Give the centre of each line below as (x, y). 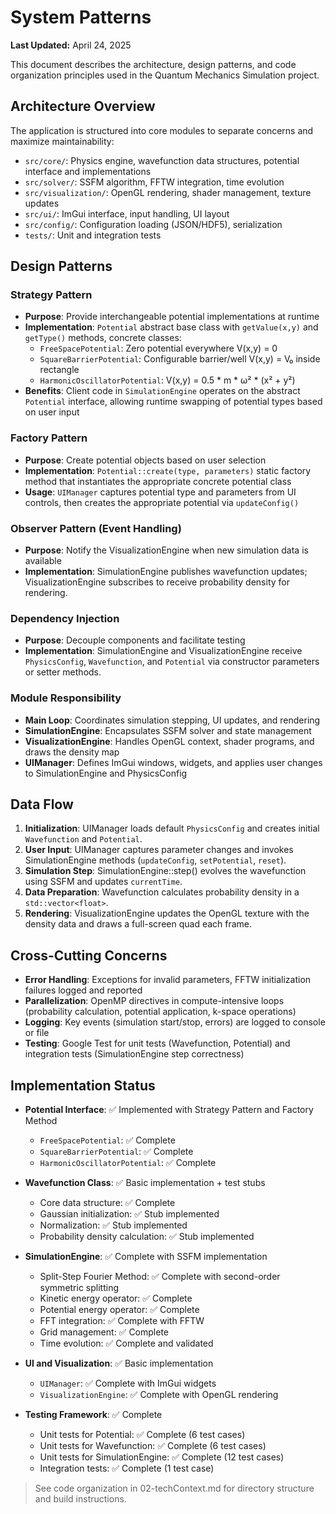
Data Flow (42, 804)
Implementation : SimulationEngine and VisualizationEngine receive (163, 651)
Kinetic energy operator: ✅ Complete (116, 1298)
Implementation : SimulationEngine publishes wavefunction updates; (166, 572)
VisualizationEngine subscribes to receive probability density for (157, 582)
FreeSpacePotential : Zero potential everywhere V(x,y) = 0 (158, 348)
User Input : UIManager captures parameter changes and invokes (159, 850)
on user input (52, 412)
